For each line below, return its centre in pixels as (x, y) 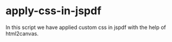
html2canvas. (22, 33)
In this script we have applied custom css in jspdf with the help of (86, 27)
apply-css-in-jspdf (54, 11)
